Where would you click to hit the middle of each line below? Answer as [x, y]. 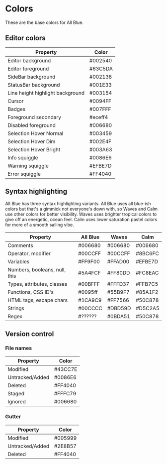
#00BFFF [89, 284]
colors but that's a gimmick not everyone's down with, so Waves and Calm [82, 209]
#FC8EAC [147, 273]
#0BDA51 [119, 316]
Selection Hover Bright [34, 149]
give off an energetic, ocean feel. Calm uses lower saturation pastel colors [81, 219]
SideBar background [32, 77]
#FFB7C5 [147, 284]
